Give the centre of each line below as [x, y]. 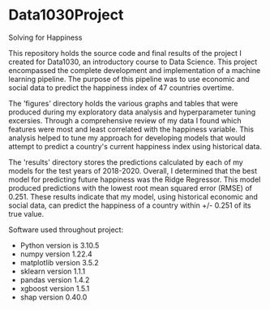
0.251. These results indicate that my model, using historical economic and [133, 196]
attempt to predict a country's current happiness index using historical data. [135, 146]
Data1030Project [66, 15]
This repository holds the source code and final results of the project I [125, 53]
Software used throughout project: [66, 230]
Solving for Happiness [45, 37]
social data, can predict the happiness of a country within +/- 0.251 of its [130, 205]
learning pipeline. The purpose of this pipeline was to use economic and [129, 79]
